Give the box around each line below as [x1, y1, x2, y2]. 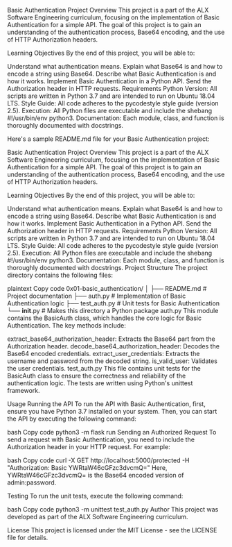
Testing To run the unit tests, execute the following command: [7, 492, 184, 500]
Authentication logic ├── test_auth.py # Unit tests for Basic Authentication [7, 299, 220, 308]
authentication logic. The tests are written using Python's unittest [7, 379, 193, 387]
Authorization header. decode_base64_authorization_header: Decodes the [7, 342, 220, 350]
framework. [7, 387, 40, 394]
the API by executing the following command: [7, 414, 137, 423]
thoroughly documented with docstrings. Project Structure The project [7, 264, 208, 271]
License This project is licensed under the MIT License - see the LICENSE [7, 526, 217, 534]
